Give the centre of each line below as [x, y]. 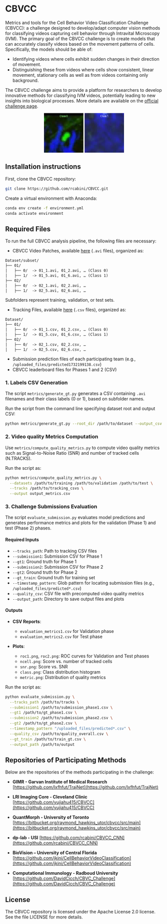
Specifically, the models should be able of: [49, 49]
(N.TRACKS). [18, 458]
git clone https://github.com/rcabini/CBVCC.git [57, 189]
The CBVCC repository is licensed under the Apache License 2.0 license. [80, 912]
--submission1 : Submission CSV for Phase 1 [57, 556]
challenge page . [22, 106]
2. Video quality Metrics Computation [52, 437]
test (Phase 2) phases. [28, 528]
